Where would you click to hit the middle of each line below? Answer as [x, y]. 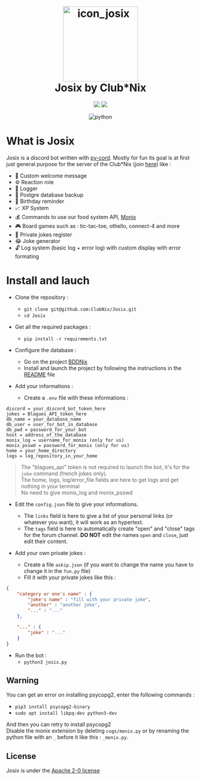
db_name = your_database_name [44, 419]
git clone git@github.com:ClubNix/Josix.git [80, 309]
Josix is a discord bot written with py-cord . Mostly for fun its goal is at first [98, 157]
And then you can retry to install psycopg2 [59, 724]
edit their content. [46, 541]
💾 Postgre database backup [49, 194]
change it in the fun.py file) [57, 571]
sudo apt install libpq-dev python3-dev [66, 713]
